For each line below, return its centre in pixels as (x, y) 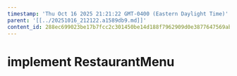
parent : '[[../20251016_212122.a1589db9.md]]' (77, 20)
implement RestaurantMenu (91, 62)
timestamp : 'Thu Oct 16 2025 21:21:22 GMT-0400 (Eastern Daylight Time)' (118, 14)
